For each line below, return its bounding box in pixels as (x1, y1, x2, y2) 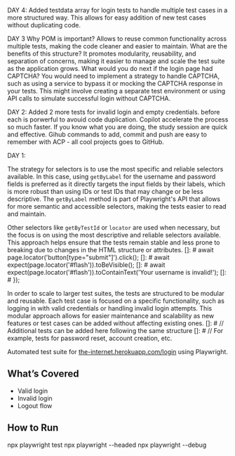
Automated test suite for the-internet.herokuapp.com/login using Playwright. (7, 348, 228, 356)
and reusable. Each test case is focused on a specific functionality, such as (7, 297, 224, 305)
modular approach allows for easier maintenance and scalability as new (7, 312, 215, 320)
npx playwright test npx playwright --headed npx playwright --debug (7, 441, 207, 449)
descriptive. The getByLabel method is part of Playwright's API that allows (7, 195, 221, 203)
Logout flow (17, 401, 53, 410)
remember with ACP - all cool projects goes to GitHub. (7, 138, 165, 146)
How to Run (7, 422, 59, 434)
